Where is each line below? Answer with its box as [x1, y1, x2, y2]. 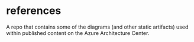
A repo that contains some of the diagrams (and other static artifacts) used [6, 23, 189, 30]
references [6, 4, 62, 17]
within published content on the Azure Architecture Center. [6, 29, 150, 36]
